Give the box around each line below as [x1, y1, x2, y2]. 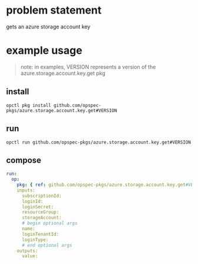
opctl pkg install [6, 102, 51, 108]
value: [21, 253, 38, 259]
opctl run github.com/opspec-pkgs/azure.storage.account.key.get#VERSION [6, 139, 192, 145]
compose [6, 155, 41, 165]
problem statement [6, 4, 102, 17]
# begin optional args [21, 220, 78, 226]
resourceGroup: [21, 209, 60, 216]
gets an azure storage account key [6, 23, 91, 30]
